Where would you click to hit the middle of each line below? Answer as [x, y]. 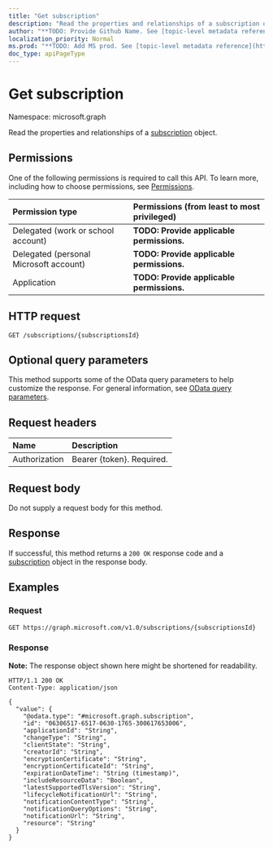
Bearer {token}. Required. [120, 460]
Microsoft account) [49, 264]
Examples [34, 587]
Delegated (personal [52, 253]
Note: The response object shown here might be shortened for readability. [133, 666]
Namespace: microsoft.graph [57, 117]
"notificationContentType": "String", [89, 802]
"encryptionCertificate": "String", [85, 759]
